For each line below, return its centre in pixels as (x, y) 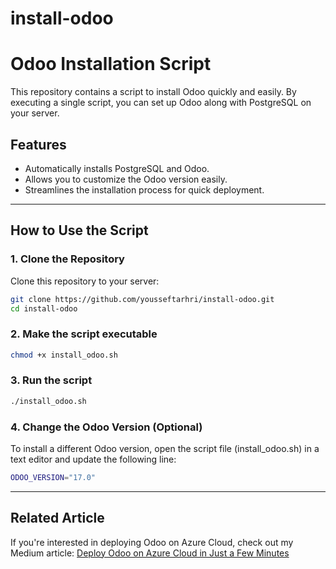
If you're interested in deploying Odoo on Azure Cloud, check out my (152, 542)
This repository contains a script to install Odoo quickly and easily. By (153, 92)
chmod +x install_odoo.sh (64, 355)
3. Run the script (51, 380)
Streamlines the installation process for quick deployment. (144, 189)
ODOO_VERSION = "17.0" (53, 478)
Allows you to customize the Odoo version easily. (126, 179)
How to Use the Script (79, 230)
